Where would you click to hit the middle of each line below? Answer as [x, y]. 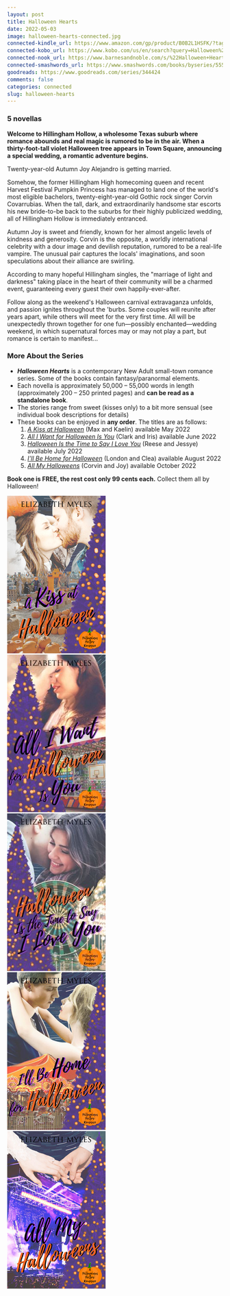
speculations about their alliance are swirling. [71, 261]
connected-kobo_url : [37, 51]
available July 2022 [55, 451]
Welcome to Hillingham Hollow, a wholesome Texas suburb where [103, 134]
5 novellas [25, 119]
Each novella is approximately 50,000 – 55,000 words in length [105, 385]
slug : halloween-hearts [41, 94]
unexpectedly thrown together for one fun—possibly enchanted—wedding [112, 324]
